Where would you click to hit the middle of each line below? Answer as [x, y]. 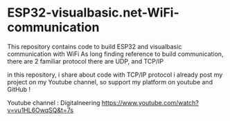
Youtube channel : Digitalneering [54, 102]
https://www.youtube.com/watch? [150, 102]
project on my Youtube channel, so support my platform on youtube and [110, 82]
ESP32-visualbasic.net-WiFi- [94, 13]
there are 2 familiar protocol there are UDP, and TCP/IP [86, 61]
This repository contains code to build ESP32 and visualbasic [95, 46]
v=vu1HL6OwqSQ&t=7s [41, 110]
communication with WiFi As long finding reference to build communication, [115, 54]
